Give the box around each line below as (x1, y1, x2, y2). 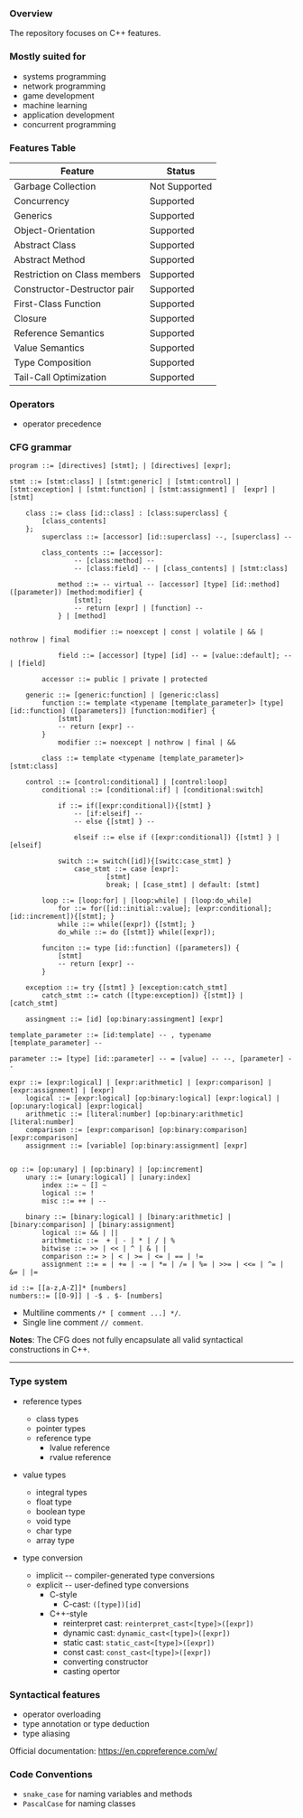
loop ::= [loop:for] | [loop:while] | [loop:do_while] (41, 896, 252, 905)
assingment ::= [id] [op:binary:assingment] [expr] (25, 1015, 224, 1024)
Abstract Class (14, 239, 77, 251)
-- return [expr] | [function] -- (73, 604, 204, 613)
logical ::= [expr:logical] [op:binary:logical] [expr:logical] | (25, 1094, 280, 1103)
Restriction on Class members (14, 267, 142, 280)
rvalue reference (49, 1451, 112, 1462)
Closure (14, 312, 48, 324)
